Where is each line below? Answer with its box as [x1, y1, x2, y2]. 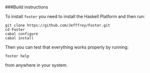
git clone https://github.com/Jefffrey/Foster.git [5, 23, 110, 28]
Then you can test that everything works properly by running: [5, 44, 129, 50]
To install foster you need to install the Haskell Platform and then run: [5, 14, 145, 19]
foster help [5, 54, 29, 58]
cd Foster [5, 27, 25, 32]
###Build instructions [5, 4, 48, 10]
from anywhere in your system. [5, 62, 68, 68]
